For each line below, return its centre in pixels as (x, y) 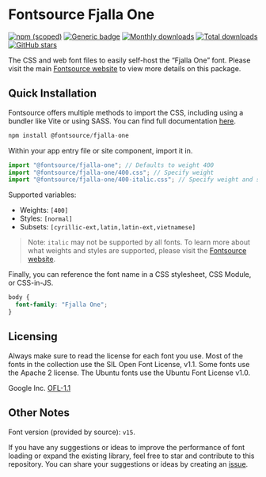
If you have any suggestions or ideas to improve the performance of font (127, 447)
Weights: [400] (44, 210)
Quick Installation (53, 94)
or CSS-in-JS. (31, 283)
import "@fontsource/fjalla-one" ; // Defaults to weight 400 (111, 165)
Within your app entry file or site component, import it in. (101, 150)
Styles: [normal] (46, 218)
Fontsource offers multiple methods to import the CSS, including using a (126, 112)
